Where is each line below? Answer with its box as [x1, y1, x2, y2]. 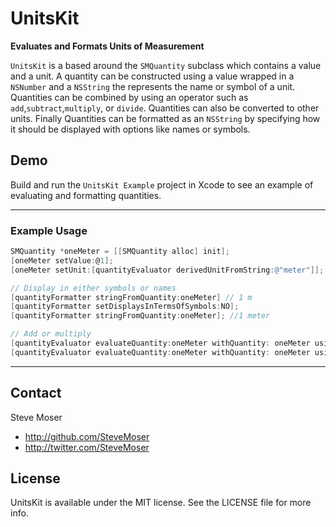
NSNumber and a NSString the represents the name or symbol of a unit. [10, 80, 296, 92]
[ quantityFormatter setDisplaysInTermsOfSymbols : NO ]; [10, 302, 240, 312]
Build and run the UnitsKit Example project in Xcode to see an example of [10, 178, 314, 191]
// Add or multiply [10, 329, 92, 339]
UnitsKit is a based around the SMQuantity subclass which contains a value [10, 59, 322, 71]
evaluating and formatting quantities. [10, 189, 162, 201]
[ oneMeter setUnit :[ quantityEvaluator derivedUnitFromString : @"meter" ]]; [10, 265, 325, 275]
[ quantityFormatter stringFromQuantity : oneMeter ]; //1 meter [10, 311, 271, 321]
